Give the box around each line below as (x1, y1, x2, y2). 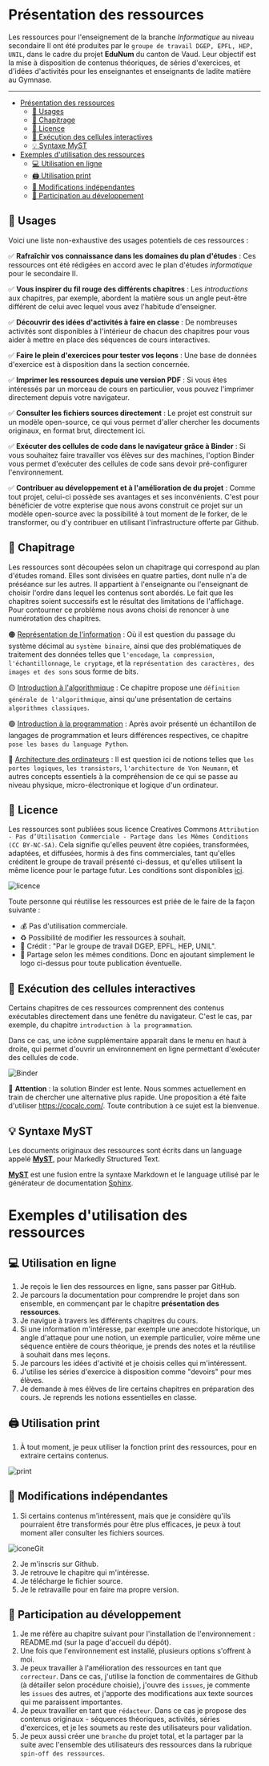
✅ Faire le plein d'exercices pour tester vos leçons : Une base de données (8, 350, 258, 360)
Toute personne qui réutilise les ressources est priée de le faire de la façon (8, 897, 255, 907)
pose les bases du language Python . (8, 739, 130, 748)
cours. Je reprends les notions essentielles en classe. (19, 1393, 198, 1402)
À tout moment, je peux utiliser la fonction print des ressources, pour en (19, 1442, 258, 1451)
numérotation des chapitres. (8, 613, 102, 623)
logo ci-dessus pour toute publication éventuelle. (19, 958, 183, 969)
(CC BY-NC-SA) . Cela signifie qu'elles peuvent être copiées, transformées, (8, 840, 250, 850)
